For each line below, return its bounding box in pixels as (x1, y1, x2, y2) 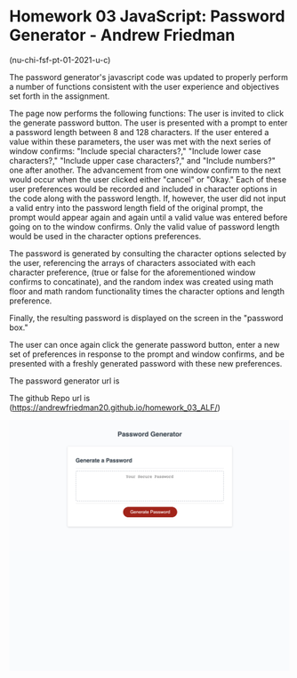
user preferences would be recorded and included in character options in (9, 183, 277, 194)
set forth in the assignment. (9, 91, 110, 101)
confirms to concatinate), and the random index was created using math (9, 276, 274, 287)
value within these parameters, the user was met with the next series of (9, 136, 271, 147)
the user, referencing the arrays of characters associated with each (9, 257, 256, 268)
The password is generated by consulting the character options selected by (9, 247, 287, 259)
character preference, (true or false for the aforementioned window (9, 267, 256, 278)
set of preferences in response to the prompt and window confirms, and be (9, 349, 285, 359)
